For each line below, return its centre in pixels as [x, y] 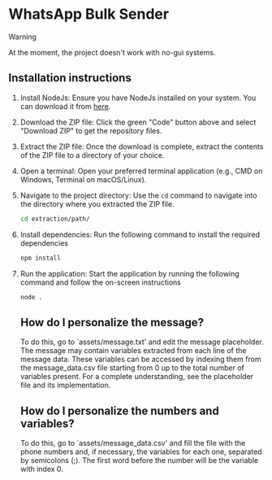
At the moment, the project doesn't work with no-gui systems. [112, 52]
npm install [40, 258]
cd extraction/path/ [55, 219]
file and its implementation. [65, 385]
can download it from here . [65, 106]
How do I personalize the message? [112, 322]
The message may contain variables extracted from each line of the [133, 351]
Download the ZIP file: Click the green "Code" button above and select [138, 122]
